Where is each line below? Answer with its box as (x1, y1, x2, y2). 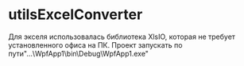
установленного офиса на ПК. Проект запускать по (8, 40, 183, 49)
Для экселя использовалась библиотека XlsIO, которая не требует (8, 32, 236, 41)
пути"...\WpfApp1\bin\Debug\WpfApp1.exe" (8, 49, 149, 58)
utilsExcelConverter (8, 6, 143, 24)
